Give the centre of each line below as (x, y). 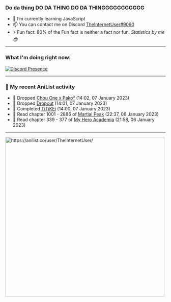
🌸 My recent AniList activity (40, 87)
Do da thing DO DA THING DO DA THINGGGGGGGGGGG (75, 8)
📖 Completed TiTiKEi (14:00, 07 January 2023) (61, 108)
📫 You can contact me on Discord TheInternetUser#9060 (74, 25)
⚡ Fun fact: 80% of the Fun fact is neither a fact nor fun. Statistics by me (89, 32)
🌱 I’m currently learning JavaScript (49, 19)
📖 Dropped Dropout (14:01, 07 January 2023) (60, 103)
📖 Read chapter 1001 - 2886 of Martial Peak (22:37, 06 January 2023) (85, 114)
